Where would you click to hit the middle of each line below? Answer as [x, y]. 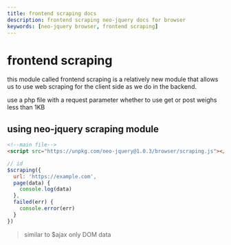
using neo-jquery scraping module [83, 129]
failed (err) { [33, 202]
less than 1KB [26, 107]
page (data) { [32, 183]
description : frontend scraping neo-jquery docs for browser [97, 20]
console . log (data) [46, 189]
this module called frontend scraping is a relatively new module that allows [113, 79]
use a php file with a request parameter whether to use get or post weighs [112, 100]
